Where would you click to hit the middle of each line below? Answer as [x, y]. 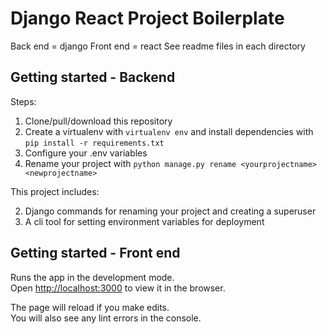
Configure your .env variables [86, 153]
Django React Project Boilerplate [147, 18]
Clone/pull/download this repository [98, 121]
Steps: [23, 101]
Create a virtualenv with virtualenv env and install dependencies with [169, 131]
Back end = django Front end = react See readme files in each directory [158, 46]
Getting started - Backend [93, 77]
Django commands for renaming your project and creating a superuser [170, 211]
